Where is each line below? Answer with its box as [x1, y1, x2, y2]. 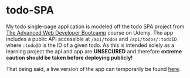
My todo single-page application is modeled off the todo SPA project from [6, 23, 185, 30]
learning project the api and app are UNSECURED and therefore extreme [6, 48, 182, 55]
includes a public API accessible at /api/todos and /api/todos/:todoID [6, 35, 177, 42]
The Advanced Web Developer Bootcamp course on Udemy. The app [6, 29, 174, 36]
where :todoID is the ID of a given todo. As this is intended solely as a [6, 42, 175, 49]
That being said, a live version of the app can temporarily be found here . [6, 65, 181, 72]
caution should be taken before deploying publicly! [6, 54, 133, 61]
